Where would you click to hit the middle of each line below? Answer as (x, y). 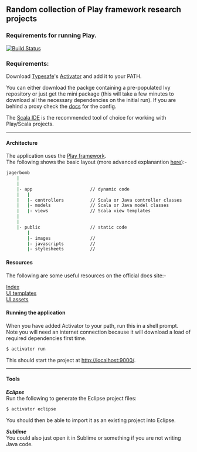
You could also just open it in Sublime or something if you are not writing (94, 438)
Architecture (22, 142)
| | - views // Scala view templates (84, 211)
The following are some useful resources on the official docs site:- (86, 276)
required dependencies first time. (46, 338)
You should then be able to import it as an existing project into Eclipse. (91, 420)
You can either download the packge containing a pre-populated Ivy (89, 87)
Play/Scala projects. (30, 124)
